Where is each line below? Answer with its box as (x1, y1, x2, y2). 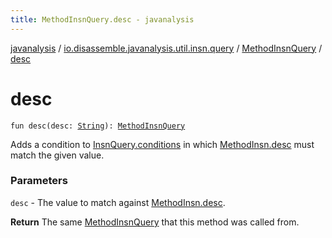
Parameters (10, 174, 68, 188)
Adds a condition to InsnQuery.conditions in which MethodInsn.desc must (10, 138, 315, 150)
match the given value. (10, 149, 105, 161)
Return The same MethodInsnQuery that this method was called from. (10, 216, 300, 228)
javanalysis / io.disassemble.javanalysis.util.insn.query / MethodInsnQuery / (10, 42, 323, 54)
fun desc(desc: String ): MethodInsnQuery (10, 121, 186, 131)
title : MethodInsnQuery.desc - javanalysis (10, 14, 195, 25)
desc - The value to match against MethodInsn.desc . (10, 196, 226, 208)
